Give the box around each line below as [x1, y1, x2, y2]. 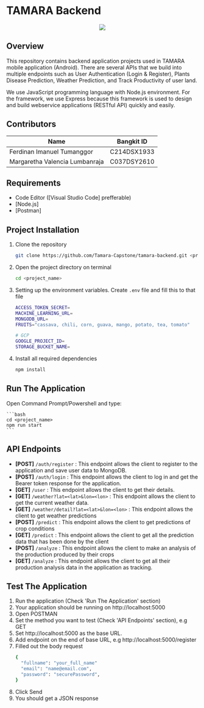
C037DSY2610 [110, 157, 155, 166]
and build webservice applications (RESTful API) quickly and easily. [6, 101, 175, 108]
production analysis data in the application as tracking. [15, 564, 153, 571]
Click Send [15, 688, 43, 695]
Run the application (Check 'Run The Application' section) [15, 597, 161, 605]
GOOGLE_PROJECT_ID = [15, 338, 65, 345]
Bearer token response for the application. [15, 479, 122, 487]
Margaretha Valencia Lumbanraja [9, 157, 104, 166]
